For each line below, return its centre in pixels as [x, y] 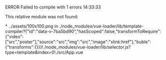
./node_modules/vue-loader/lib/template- [101, 26]
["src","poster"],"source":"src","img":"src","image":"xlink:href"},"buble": [78, 42]
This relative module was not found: [42, 16]
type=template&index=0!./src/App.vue [44, 52]
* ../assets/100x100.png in [32, 26]
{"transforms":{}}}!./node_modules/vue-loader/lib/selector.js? [68, 47]
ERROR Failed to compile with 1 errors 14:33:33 [53, 7]
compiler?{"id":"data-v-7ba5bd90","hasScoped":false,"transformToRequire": [83, 31]
